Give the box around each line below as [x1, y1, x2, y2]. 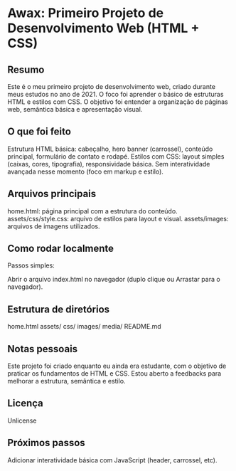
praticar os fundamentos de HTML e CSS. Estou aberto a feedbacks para [7, 369, 222, 378]
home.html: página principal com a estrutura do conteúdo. [7, 206, 178, 215]
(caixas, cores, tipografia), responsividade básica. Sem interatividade [7, 159, 210, 168]
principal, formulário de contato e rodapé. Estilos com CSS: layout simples [7, 152, 225, 161]
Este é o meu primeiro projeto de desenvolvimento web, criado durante [7, 83, 215, 90]
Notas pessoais [7, 343, 78, 355]
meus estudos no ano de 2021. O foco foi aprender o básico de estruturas [7, 90, 224, 98]
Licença [7, 397, 44, 410]
